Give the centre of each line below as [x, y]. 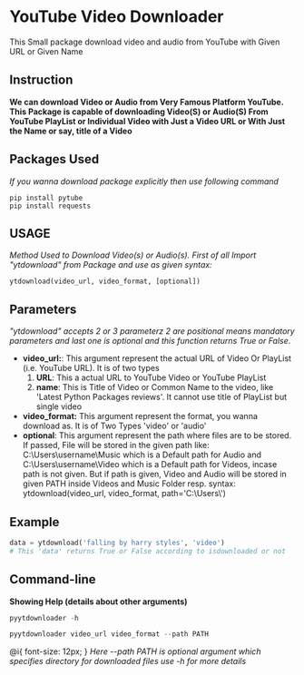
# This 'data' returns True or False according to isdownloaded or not [147, 551]
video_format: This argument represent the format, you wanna [140, 416]
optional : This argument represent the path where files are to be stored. [157, 435]
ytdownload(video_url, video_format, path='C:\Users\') [124, 494]
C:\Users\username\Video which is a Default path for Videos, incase [150, 465]
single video [59, 406]
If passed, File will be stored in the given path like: [116, 445]
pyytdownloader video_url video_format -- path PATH [109, 634]
